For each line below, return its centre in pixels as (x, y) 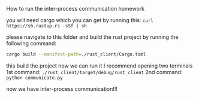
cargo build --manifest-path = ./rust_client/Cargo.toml (76, 54)
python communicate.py (34, 78)
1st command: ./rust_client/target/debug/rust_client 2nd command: (94, 72)
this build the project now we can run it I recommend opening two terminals (99, 66)
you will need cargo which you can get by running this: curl (80, 20)
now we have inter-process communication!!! (62, 88)
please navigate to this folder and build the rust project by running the (92, 37)
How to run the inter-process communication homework (76, 9)
